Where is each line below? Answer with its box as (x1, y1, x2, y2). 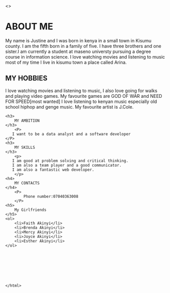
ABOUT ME (5, 21, 53, 33)
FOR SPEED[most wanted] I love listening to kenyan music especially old (5, 98, 157, 104)
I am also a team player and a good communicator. (12, 163, 122, 168)
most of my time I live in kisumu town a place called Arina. (5, 59, 127, 65)
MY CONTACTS (14, 180, 40, 185)
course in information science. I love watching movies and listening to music (5, 54, 165, 60)
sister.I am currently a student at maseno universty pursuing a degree (5, 48, 151, 55)
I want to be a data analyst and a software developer (12, 131, 131, 137)
